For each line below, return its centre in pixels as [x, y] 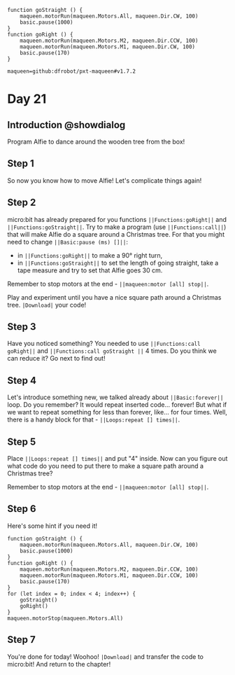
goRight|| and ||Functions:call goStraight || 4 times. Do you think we [112, 351]
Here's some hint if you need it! [52, 526]
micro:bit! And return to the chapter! [59, 664]
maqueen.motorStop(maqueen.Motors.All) [65, 618]
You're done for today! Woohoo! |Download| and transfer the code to [106, 656]
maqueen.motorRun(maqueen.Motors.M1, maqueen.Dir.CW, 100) [108, 47]
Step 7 [22, 640]
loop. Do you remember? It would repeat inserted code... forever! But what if [117, 405]
